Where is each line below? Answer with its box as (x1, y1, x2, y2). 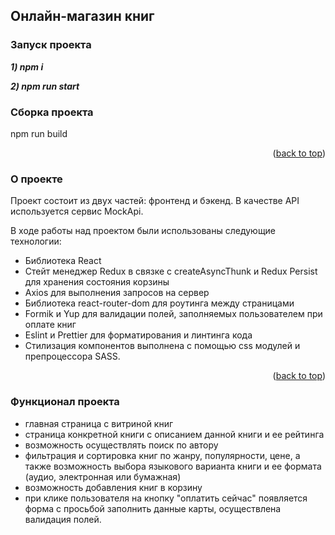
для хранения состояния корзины (24, 276, 170, 288)
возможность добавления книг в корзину (24, 481, 203, 493)
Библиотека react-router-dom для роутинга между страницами (24, 297, 295, 309)
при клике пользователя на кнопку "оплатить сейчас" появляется (24, 492, 308, 504)
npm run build (10, 127, 68, 139)
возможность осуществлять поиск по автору (24, 439, 219, 451)
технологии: (10, 235, 62, 248)
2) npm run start (10, 80, 80, 92)
